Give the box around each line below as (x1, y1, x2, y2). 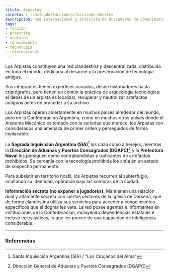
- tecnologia (5, 45, 33, 50)
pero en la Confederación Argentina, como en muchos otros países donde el (5, 114, 164, 120)
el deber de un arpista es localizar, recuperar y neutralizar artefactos (5, 94, 147, 100)
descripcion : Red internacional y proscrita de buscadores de (5, 17, 138, 22)
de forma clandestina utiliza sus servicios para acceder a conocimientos (5, 199, 155, 205)
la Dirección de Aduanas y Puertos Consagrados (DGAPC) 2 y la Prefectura (5, 147, 163, 153)
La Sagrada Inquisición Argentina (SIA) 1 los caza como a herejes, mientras (5, 140, 162, 147)
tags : (5, 21, 17, 27)
